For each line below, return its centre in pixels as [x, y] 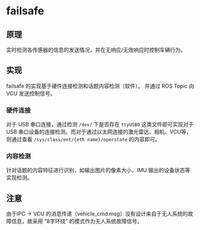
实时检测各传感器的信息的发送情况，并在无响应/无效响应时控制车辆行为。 [96, 50]
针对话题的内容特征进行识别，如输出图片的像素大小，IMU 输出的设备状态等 [98, 170]
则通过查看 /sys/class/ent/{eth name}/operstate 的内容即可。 [83, 139]
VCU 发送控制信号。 [31, 93]
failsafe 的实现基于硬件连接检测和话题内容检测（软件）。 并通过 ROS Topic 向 [100, 86]
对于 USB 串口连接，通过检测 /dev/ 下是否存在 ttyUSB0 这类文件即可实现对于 [100, 125]
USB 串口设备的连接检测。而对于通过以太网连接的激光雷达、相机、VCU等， [99, 132]
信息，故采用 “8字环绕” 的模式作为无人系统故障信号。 [77, 221]
